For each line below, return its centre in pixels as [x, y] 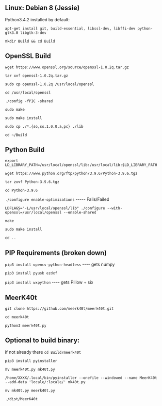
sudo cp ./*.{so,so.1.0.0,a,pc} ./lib [44, 126]
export [12, 161]
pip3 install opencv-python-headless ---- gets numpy [60, 264]
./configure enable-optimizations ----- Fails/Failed [57, 199]
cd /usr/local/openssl [28, 92]
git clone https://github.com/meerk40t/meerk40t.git [59, 309]
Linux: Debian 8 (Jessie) [42, 8]
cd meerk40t [17, 317]
